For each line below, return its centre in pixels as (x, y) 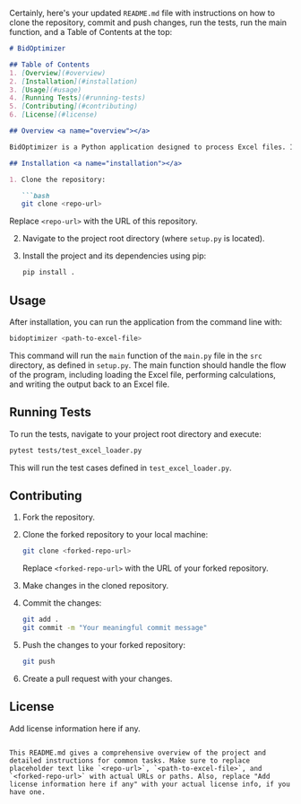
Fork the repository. (59, 517)
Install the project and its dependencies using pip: (114, 256)
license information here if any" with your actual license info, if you (150, 784)
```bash (35, 196)
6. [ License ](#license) (54, 115)
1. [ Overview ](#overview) (57, 73)
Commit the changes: (62, 603)
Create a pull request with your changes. (97, 678)
